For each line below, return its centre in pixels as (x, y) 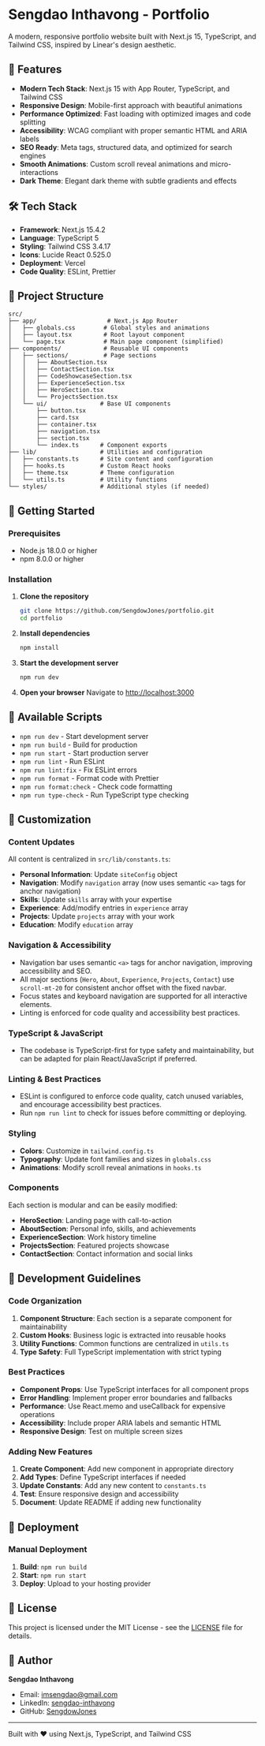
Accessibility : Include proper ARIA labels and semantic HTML (120, 1423)
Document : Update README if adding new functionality (110, 1502)
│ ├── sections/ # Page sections (82, 356)
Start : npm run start (53, 1575)
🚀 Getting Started (52, 511)
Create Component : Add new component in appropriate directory (127, 1469)
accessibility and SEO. (56, 971)
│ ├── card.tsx (44, 418)
